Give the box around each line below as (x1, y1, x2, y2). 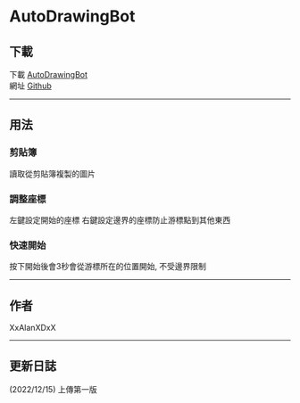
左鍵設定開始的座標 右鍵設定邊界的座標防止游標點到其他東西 (9, 214, 230, 225)
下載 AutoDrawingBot (9, 70, 87, 79)
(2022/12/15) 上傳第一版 (9, 383, 97, 394)
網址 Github (9, 80, 52, 91)
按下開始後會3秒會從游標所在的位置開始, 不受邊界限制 (9, 261, 207, 272)
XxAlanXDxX (9, 323, 56, 333)
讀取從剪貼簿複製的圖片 (9, 168, 96, 179)
